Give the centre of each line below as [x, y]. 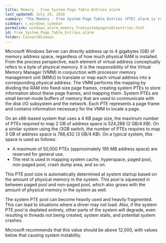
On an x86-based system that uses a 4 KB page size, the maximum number [82, 118]
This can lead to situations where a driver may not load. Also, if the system [81, 205]
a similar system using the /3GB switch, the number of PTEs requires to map [83, 129]
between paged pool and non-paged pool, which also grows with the [75, 184]
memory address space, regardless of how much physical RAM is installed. [82, 56]
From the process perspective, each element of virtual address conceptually [83, 62]
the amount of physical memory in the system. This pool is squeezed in [78, 179]
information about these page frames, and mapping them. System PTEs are [82, 93]
